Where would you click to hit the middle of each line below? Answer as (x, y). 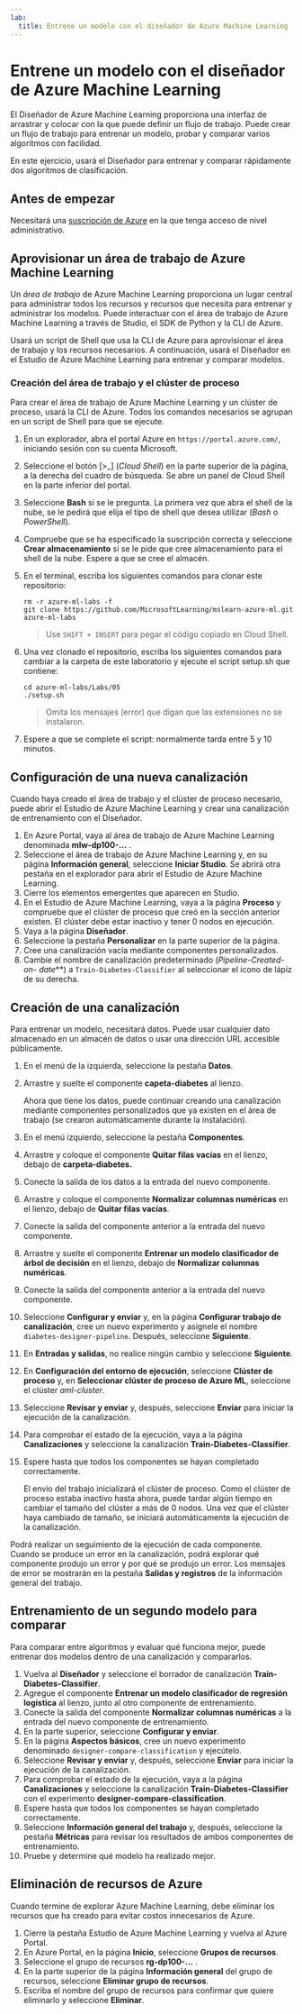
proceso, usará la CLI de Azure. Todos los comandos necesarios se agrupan (151, 412)
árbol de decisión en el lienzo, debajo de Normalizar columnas (141, 1262)
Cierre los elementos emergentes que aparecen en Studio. (132, 893)
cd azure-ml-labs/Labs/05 (71, 688)
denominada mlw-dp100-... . (77, 845)
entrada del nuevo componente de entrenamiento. (116, 1721)
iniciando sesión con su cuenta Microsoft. (101, 449)
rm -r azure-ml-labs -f (68, 602)
